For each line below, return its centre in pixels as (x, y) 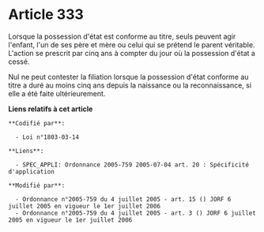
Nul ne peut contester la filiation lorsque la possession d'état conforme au (128, 77)
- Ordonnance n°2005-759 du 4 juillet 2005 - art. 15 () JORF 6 (123, 199)
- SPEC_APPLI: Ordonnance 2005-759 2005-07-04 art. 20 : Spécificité (132, 165)
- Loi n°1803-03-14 (47, 137)
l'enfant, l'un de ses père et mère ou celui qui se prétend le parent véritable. (132, 44)
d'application (32, 171)
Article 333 (46, 15)
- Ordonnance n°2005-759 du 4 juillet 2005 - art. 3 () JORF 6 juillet (136, 213)
